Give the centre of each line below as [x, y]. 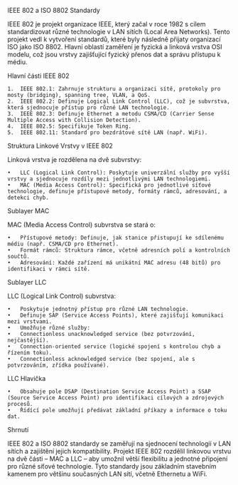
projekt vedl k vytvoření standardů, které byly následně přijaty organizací [114, 39]
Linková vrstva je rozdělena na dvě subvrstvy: [75, 159]
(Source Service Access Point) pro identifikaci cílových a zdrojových [115, 398]
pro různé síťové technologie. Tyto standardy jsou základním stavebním [112, 466]
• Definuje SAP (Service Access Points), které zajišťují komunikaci [115, 315]
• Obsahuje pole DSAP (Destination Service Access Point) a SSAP [109, 392]
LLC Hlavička [27, 378]
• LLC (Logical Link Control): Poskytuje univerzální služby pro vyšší [119, 173]
